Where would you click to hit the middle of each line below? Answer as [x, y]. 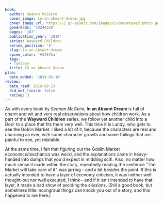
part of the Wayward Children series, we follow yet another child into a [76, 119]
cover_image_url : [27, 23]
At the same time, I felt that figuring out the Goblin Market [63, 149]
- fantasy [19, 63]
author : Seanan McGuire [33, 14]
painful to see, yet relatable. [33, 140]
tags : [15, 59]
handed [13, 159]
